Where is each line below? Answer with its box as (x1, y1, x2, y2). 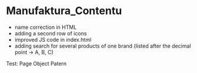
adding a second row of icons (14, 29, 87, 36)
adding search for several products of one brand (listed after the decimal (14, 42, 191, 49)
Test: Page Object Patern (6, 60, 67, 67)
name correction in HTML (14, 24, 77, 31)
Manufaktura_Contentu (6, 4, 122, 18)
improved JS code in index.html (14, 36, 92, 43)
